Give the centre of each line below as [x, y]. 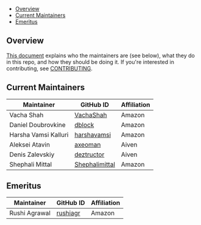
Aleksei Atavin [30, 144]
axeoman [87, 144]
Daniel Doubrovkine [37, 125]
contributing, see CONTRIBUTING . [50, 68]
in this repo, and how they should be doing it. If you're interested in [90, 62]
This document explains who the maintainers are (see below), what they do [100, 55]
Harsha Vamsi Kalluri [39, 134]
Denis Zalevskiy [32, 154]
